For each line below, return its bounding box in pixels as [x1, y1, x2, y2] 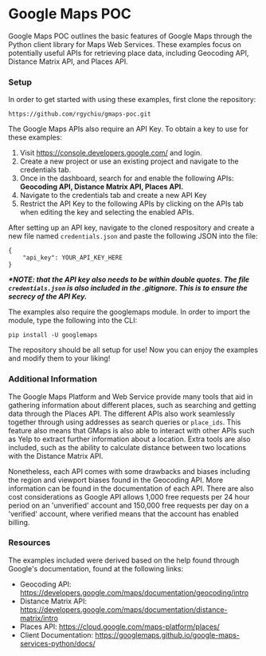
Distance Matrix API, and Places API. [8, 57, 129, 66]
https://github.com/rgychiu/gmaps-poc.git [8, 110, 151, 118]
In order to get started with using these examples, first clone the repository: [8, 95, 256, 105]
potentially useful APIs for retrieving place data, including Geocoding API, [8, 48, 249, 57]
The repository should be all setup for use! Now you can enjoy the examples [8, 345, 259, 355]
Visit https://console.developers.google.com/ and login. [19, 148, 203, 158]
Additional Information [8, 373, 98, 385]
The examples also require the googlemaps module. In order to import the [8, 307, 251, 317]
